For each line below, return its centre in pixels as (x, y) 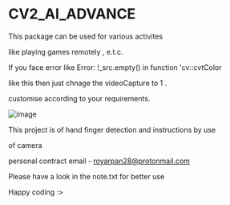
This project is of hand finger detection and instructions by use (112, 129)
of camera (25, 145)
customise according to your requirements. (79, 98)
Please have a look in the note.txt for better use (87, 176)
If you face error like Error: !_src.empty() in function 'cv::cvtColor (115, 67)
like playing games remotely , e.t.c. (66, 51)
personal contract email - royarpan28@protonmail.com (99, 161)
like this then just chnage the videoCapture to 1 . (88, 83)
